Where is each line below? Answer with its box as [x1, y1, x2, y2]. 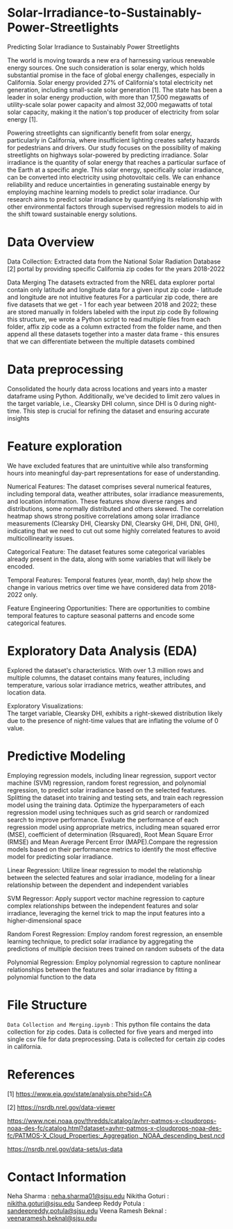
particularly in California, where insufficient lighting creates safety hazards [7, 136, 220, 144]
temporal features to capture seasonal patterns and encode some [7, 611, 195, 619]
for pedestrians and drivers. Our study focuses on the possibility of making [7, 143, 222, 152]
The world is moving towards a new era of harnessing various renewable [7, 56, 215, 64]
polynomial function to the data [7, 972, 96, 981]
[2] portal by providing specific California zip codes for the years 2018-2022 [7, 264, 225, 272]
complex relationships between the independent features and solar [7, 902, 199, 910]
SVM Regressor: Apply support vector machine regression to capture [7, 894, 205, 902]
